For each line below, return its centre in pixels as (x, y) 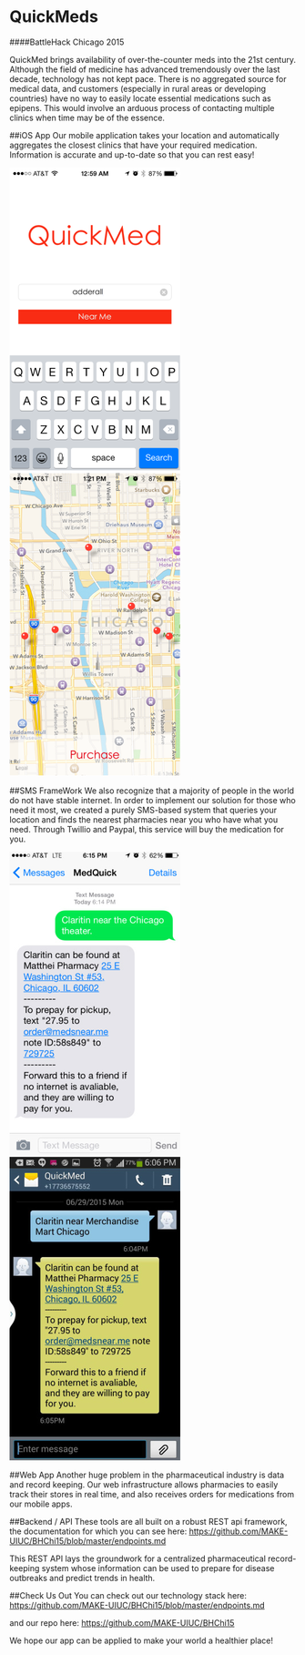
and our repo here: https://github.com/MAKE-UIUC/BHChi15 (122, 1622)
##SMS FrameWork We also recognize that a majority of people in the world (152, 791)
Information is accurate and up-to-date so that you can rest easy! (132, 154)
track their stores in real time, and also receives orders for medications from (152, 1494)
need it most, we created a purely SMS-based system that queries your (143, 810)
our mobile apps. (41, 1504)
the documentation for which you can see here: (98, 1531)
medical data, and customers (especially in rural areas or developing (138, 88)
